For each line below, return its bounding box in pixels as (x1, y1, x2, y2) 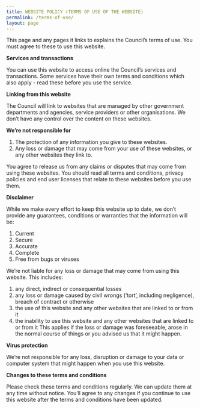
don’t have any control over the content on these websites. (6, 115, 152, 122)
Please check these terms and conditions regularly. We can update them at (6, 383, 192, 390)
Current (14, 230, 34, 237)
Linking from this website (6, 91, 71, 98)
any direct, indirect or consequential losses (14, 286, 122, 293)
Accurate (14, 243, 38, 250)
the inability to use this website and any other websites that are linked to (14, 317, 194, 325)
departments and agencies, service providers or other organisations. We (6, 109, 186, 116)
